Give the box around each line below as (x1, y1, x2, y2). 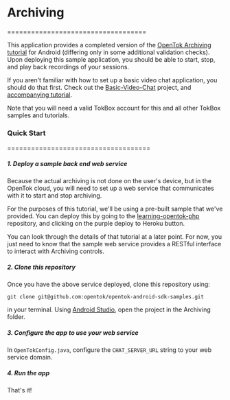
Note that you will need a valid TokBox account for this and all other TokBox (7, 104, 221, 112)
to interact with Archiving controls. (7, 247, 105, 255)
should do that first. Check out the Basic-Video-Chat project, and (7, 83, 192, 91)
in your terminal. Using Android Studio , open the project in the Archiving (7, 305, 211, 314)
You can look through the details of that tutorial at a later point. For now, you (7, 233, 222, 241)
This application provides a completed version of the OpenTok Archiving (7, 40, 211, 49)
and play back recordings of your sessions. (7, 62, 129, 71)
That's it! (7, 386, 32, 395)
